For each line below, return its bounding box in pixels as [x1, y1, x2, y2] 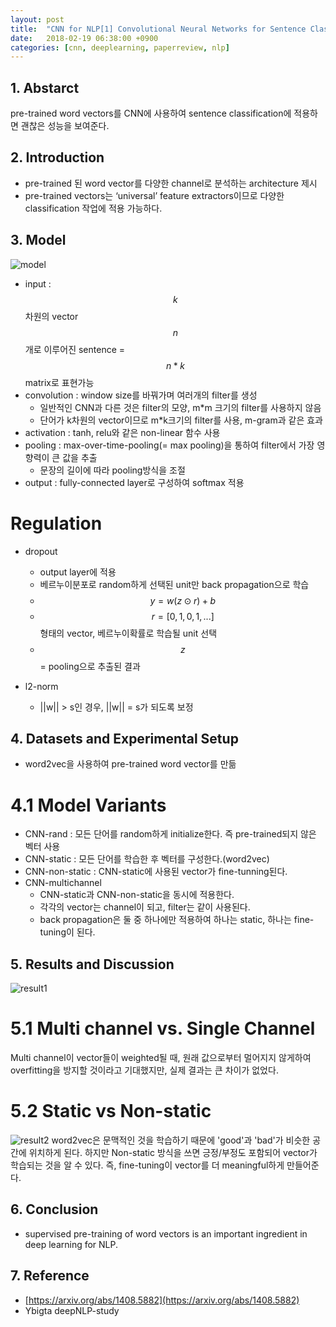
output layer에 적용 [39, 566, 117, 578]
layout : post [10, 14, 65, 25]
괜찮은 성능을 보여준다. [20, 120, 110, 132]
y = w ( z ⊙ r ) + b [149, 594, 217, 606]
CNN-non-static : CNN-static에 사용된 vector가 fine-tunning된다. [24, 866, 288, 878]
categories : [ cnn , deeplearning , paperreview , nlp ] [10, 42, 230, 53]
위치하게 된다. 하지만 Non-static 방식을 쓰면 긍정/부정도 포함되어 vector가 [28, 1147, 318, 1159]
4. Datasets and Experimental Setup [10, 731, 239, 748]
